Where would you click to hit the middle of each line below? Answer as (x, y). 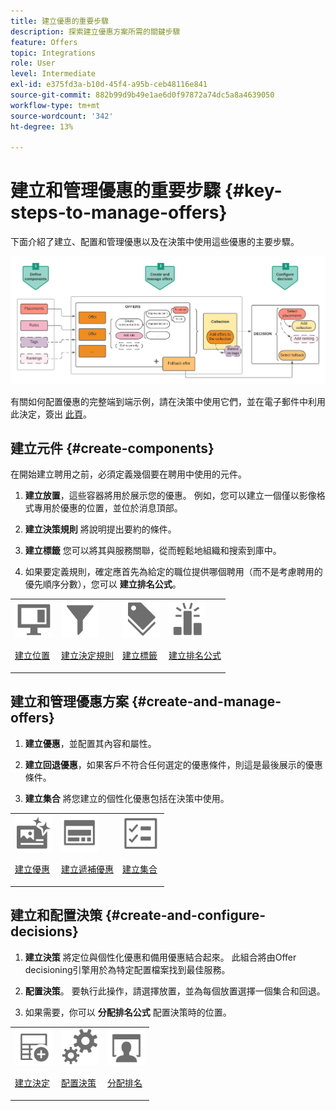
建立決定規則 (87, 656)
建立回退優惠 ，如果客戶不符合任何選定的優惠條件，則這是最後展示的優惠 (173, 764)
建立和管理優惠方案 (69, 701)
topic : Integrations (53, 53)
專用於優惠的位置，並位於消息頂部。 (108, 508)
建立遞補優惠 (87, 869)
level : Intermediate (53, 74)
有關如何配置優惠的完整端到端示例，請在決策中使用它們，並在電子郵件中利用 (168, 401)
